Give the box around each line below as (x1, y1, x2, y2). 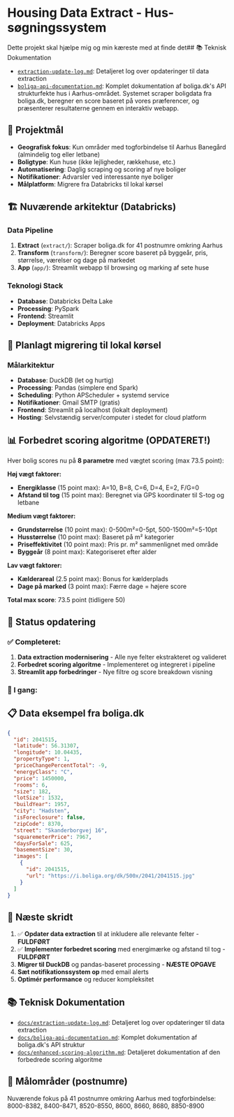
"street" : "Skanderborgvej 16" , (13, 826, 108, 834)
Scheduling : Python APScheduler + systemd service (17, 391, 170, 400)
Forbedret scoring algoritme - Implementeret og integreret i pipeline (17, 660, 215, 669)
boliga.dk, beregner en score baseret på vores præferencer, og (17, 96, 200, 105)
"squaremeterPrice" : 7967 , (13, 833, 92, 840)
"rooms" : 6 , (13, 781, 49, 789)
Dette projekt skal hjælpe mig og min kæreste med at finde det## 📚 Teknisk (7, 43, 227, 52)
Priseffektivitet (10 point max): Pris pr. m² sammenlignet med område (17, 540, 219, 549)
